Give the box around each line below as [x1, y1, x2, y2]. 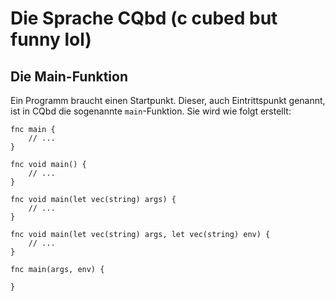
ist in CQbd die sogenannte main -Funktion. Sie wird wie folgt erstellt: [10, 105, 292, 117]
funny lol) [10, 28, 92, 51]
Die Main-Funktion [10, 68, 128, 85]
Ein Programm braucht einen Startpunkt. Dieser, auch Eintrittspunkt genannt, [10, 95, 326, 106]
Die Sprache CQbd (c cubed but [10, 7, 278, 30]
